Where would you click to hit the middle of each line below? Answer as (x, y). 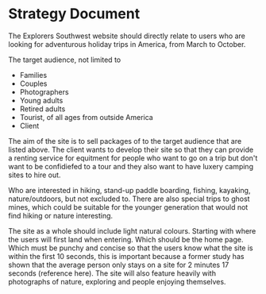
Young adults (41, 100)
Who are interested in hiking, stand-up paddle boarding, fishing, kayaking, (129, 190)
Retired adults (42, 109)
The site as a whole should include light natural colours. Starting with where (132, 230)
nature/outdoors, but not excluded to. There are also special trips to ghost (129, 199)
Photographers (44, 91)
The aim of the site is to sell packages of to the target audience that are (125, 141)
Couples (33, 83)
